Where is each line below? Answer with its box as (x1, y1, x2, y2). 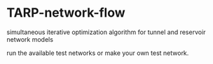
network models (6, 35, 54, 43)
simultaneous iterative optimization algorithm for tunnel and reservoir (6, 28, 206, 36)
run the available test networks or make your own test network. (6, 49, 189, 57)
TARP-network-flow (6, 5, 125, 21)
